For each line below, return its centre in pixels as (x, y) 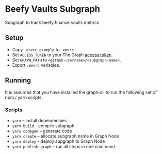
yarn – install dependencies (39, 120)
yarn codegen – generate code (42, 131)
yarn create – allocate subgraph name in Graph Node (65, 136)
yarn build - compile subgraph (43, 126)
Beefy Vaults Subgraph (53, 9)
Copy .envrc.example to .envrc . (43, 49)
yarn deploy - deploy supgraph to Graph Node (58, 141)
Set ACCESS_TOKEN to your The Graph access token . (62, 55)
